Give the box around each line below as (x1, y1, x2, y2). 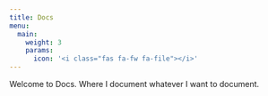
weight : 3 (25, 37, 63, 47)
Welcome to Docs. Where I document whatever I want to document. (9, 79, 260, 89)
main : (17, 29, 39, 38)
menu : (9, 21, 30, 30)
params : (25, 46, 54, 55)
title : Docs (9, 12, 54, 22)
